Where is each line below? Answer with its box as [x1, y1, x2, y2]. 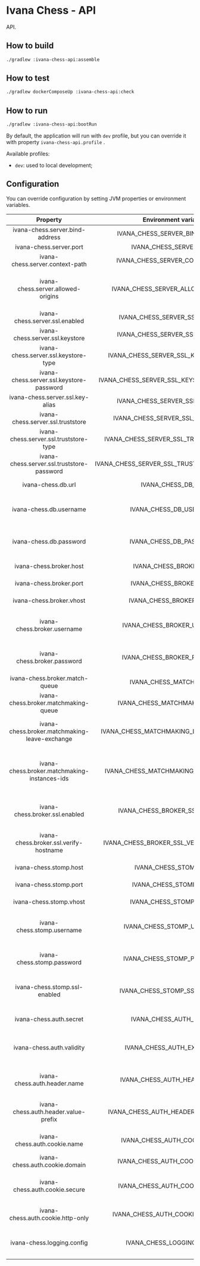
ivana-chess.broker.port [14, 579, 84, 587]
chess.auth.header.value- [12, 1108, 86, 1116]
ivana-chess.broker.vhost [12, 596, 86, 605]
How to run [6, 105, 48, 115]
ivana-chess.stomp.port [15, 880, 83, 889]
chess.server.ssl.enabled [14, 316, 85, 325]
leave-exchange [26, 734, 73, 743]
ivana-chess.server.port [14, 243, 83, 251]
